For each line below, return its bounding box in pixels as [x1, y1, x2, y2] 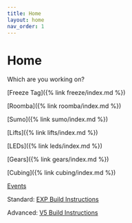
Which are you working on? [7, 75, 85, 83]
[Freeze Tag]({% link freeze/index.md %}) [7, 89, 126, 97]
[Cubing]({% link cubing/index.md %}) [7, 169, 116, 177]
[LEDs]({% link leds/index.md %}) [7, 142, 103, 150]
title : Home [7, 10, 41, 17]
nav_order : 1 [7, 23, 45, 30]
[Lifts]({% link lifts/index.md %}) [7, 129, 98, 137]
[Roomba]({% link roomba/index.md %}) [7, 102, 122, 110]
